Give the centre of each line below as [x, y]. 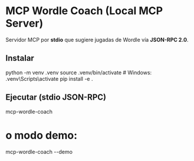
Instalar [20, 58]
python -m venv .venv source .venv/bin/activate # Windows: [79, 73]
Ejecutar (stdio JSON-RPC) [56, 98]
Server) [24, 23]
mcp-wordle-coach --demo [39, 152]
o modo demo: [42, 135]
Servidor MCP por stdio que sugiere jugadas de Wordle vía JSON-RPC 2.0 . [97, 40]
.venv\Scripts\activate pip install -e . [49, 78]
